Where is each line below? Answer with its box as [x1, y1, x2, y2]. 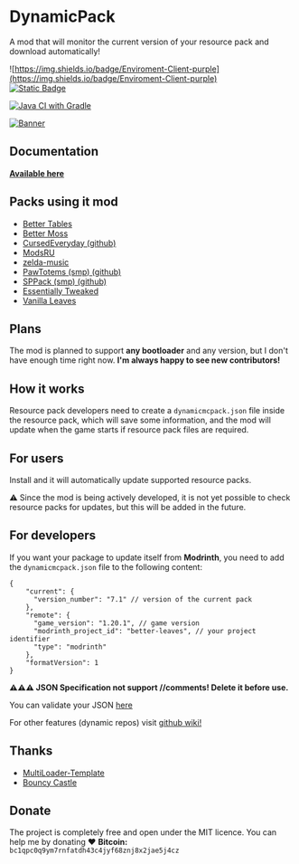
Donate [9, 803, 51, 819]
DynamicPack [9, 6, 116, 27]
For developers [9, 527, 97, 544]
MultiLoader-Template [22, 767, 106, 778]
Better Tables [22, 218, 72, 229]
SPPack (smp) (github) [22, 276, 107, 287]
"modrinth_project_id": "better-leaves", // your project [33, 626, 257, 635]
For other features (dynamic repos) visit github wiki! [9, 717, 202, 727]
